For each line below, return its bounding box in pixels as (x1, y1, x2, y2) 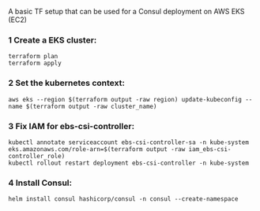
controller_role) (8, 152, 66, 160)
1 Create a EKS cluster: (8, 35, 97, 46)
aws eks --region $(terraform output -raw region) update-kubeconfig (8, 95, 243, 103)
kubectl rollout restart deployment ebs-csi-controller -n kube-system (8, 159, 249, 167)
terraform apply (8, 59, 62, 68)
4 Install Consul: (8, 177, 73, 188)
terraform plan (8, 53, 58, 61)
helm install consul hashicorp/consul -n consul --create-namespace (8, 195, 239, 203)
